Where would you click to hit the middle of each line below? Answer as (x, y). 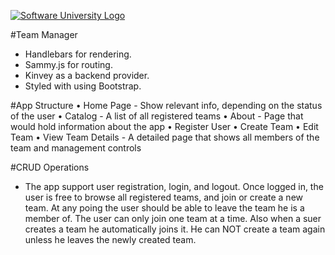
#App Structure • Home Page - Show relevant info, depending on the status (166, 105)
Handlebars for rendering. (78, 54)
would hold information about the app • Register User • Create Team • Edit (164, 126)
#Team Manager (44, 34)
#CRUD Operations (50, 167)
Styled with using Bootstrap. (83, 86)
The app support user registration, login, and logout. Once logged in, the (174, 186)
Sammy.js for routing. (68, 64)
